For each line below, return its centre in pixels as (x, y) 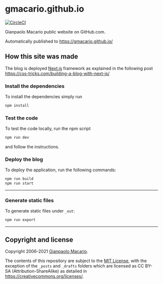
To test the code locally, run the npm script (48, 129)
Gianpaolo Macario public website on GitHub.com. (55, 32)
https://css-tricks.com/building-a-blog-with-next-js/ (57, 73)
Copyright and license (39, 240)
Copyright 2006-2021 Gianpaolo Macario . (47, 251)
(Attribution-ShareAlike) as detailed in (49, 271)
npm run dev (17, 138)
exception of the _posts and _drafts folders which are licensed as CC (74, 266)
